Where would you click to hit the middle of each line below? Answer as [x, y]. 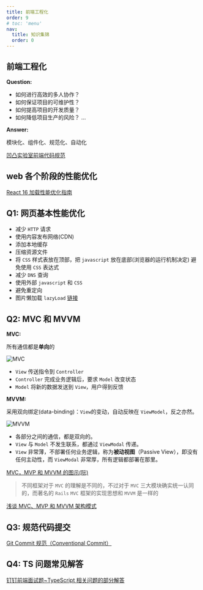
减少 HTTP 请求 [33, 229]
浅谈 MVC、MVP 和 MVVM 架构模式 [51, 506]
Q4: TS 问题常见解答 [45, 564]
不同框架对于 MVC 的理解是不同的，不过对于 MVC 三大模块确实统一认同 [108, 485]
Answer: [17, 130]
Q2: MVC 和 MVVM [43, 319]
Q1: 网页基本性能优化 [46, 214]
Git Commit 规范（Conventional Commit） [59, 543]
